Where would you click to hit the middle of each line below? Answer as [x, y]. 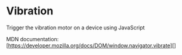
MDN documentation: [33, 39]
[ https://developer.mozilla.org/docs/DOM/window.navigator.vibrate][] [91, 45]
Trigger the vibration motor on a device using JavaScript [75, 27]
